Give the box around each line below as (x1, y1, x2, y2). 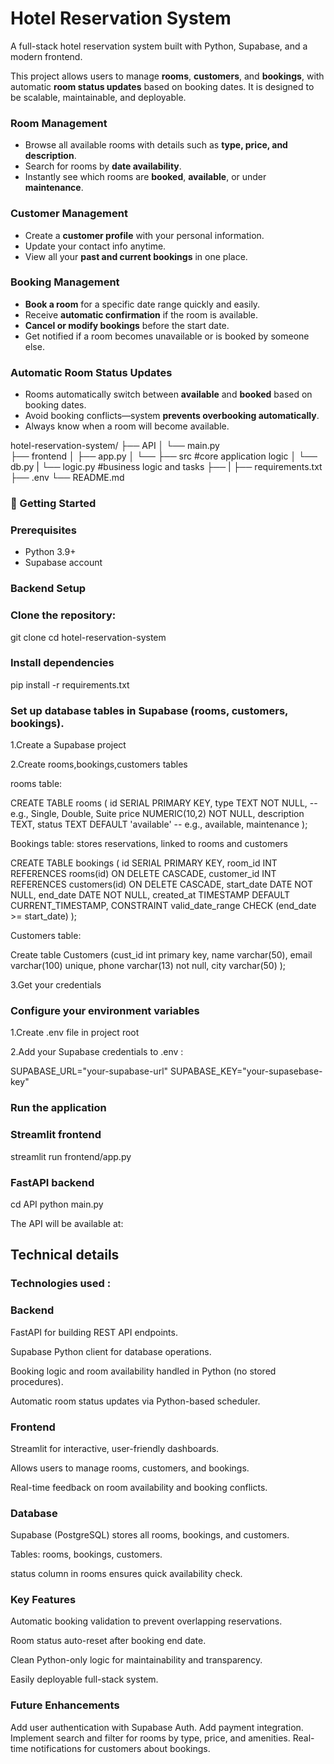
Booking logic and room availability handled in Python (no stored (10, 1365, 277, 1377)
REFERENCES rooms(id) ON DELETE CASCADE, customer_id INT (10, 868, 277, 880)
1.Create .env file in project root (10, 1027, 140, 1039)
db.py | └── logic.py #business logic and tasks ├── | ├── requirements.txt (10, 461, 323, 473)
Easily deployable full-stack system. (10, 1673, 159, 1686)
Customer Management (10, 207, 128, 221)
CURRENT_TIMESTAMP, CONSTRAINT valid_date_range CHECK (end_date (10, 900, 317, 912)
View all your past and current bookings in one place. (24, 250, 248, 262)
